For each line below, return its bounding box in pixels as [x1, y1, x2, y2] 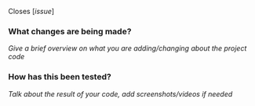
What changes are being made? [8, 26, 132, 37]
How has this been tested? [8, 72, 111, 83]
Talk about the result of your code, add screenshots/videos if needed [8, 89, 233, 98]
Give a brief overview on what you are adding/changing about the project [8, 44, 247, 53]
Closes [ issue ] [8, 7, 55, 16]
